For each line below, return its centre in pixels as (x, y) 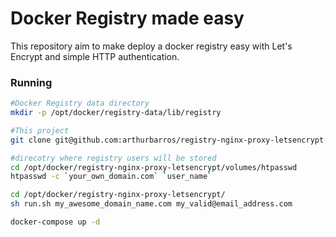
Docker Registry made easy (127, 18)
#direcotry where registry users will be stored (113, 158)
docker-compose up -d (55, 222)
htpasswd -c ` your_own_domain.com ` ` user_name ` (111, 177)
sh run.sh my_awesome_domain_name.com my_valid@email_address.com (151, 204)
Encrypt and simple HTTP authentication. (95, 56)
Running (31, 82)
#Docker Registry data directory (80, 103)
